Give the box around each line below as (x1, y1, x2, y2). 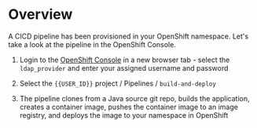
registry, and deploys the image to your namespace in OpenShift (19, 110, 229, 119)
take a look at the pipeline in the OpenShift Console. (8, 39, 177, 49)
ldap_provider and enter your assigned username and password (19, 63, 229, 72)
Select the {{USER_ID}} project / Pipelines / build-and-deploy (19, 79, 216, 88)
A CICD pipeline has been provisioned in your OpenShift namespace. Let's (8, 31, 249, 41)
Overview (8, 5, 73, 24)
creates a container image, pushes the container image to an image (19, 102, 238, 112)
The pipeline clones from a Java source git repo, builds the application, (19, 93, 250, 103)
